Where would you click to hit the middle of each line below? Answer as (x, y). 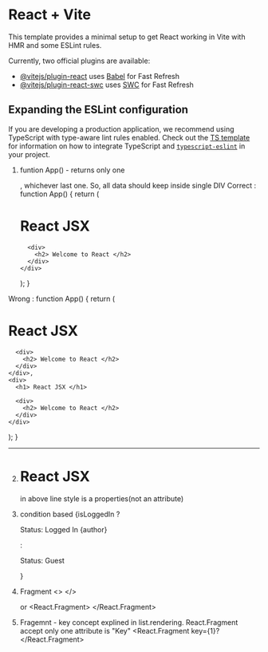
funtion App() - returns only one (72, 170)
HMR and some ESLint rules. (55, 45)
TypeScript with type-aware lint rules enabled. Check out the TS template (129, 137)
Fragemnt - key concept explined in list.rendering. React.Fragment (129, 622)
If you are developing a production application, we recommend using (121, 128)
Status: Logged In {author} (63, 529)
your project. (29, 154)
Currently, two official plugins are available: (79, 61)
